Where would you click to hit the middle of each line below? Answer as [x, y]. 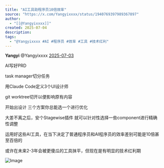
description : [18, 32]
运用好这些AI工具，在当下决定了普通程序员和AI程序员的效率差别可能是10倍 [80, 134]
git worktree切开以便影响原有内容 [39, 96]
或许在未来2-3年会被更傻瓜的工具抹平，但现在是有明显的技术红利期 [73, 150]
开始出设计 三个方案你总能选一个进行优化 [47, 107]
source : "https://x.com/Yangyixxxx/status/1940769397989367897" [72, 14]
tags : [11, 37]
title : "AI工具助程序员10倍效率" [36, 10]
